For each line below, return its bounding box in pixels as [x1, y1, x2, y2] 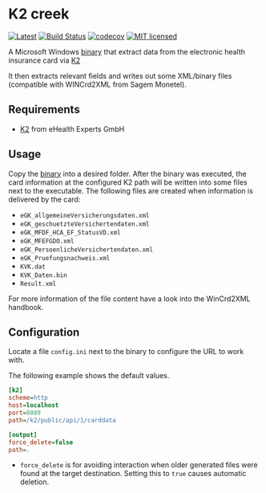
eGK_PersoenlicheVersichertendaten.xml [19, 246, 154, 254]
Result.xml [19, 279, 57, 287]
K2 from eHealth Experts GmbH [19, 124, 125, 133]
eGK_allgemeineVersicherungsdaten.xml [19, 211, 150, 219]
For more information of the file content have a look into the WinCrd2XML [8, 294, 251, 304]
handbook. [8, 302, 44, 312]
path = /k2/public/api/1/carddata [8, 416, 116, 424]
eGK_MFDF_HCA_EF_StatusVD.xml [19, 228, 122, 237]
